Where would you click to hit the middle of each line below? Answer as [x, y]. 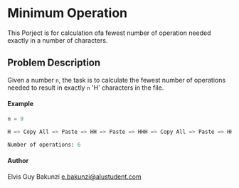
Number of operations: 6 [44, 145]
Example [21, 104]
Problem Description [54, 63]
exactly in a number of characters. [58, 40]
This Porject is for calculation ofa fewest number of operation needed [109, 33]
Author [18, 161]
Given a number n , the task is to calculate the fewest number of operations [117, 80]
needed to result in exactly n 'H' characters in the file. [86, 88]
